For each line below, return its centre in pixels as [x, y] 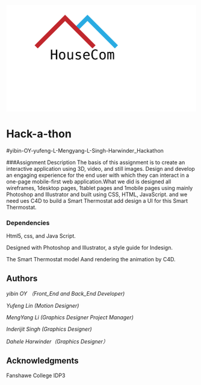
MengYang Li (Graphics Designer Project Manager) [70, 317]
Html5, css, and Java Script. [41, 236]
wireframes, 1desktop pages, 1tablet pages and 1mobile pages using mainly [100, 188]
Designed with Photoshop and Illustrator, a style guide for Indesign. [90, 248]
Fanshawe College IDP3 [36, 375]
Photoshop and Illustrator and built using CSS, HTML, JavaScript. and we [97, 194]
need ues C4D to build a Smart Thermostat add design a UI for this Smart [97, 200]
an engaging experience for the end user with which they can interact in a [98, 175]
